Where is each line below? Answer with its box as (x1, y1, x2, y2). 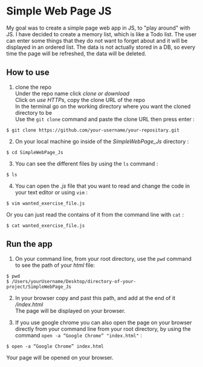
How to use (6, 68, 50, 78)
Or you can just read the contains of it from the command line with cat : (6, 211, 184, 218)
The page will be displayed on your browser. (14, 307, 126, 314)
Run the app (6, 239, 53, 249)
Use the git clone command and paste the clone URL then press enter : (14, 115, 195, 123)
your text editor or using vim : (14, 188, 88, 196)
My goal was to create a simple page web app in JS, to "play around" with (6, 24, 190, 31)
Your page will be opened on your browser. (6, 354, 114, 361)
